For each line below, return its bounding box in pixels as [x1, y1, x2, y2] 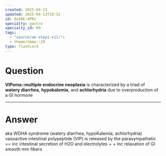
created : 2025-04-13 [5, 7, 48, 12]
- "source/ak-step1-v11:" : [9, 35, 65, 40]
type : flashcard [5, 44, 39, 49]
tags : [5, 30, 16, 35]
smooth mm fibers [5, 146, 42, 152]
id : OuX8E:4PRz [5, 16, 37, 21]
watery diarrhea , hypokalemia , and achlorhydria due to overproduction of [5, 87, 159, 93]
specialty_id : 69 [5, 26, 41, 31]
